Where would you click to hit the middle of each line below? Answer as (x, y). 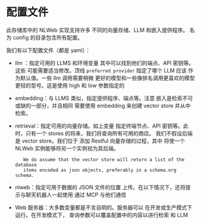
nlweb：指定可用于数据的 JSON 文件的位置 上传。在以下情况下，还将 (100, 187)
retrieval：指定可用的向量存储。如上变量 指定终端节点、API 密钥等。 (99, 126)
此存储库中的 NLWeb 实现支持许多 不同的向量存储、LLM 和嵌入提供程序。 (97, 30)
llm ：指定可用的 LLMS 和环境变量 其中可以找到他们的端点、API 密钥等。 (104, 63)
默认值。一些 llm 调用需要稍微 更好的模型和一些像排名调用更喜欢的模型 (107, 78)
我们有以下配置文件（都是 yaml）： (49, 50)
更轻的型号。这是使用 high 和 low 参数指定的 (70, 85)
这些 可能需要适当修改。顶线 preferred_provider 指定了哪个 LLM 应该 (101, 70)
